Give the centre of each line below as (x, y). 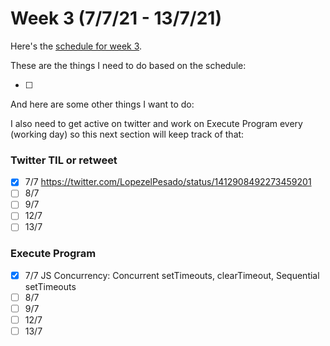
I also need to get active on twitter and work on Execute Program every (156, 123)
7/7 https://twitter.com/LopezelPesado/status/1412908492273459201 (168, 182)
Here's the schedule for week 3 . (76, 46)
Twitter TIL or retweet (64, 160)
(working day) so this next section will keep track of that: (127, 134)
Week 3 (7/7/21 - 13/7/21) (116, 18)
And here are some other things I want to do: (102, 104)
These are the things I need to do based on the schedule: (128, 65)
